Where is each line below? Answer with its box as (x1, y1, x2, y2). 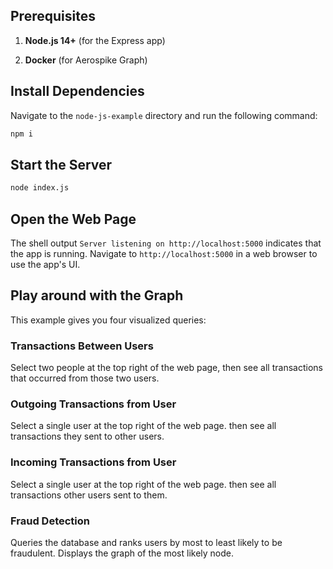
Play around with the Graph (10, 287, 184, 304)
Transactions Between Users (10, 339, 154, 353)
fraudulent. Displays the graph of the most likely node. (10, 547, 235, 559)
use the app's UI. (10, 259, 81, 270)
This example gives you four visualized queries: (10, 314, 207, 326)
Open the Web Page (10, 210, 137, 228)
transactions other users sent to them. (10, 489, 168, 501)
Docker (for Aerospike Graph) (24, 54, 148, 66)
